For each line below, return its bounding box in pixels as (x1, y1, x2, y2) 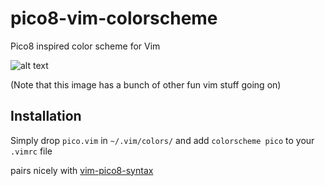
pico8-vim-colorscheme (10, 7, 218, 30)
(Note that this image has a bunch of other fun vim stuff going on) (10, 78, 282, 91)
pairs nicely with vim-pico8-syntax (10, 164, 154, 176)
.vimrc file (10, 145, 53, 157)
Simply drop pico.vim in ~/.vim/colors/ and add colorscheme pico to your (10, 134, 315, 146)
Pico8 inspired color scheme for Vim (10, 40, 161, 52)
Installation (10, 108, 82, 125)
